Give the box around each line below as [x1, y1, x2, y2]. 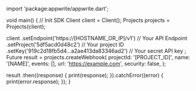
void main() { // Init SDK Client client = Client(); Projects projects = [6, 17, 170, 23]
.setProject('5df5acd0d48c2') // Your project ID [6, 41, 124, 48]
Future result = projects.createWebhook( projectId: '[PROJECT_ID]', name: [6, 54, 191, 60]
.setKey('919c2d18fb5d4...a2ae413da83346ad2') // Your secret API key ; [6, 47, 186, 54]
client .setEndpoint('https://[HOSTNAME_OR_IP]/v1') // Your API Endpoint [6, 35, 188, 41]
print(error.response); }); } [6, 78, 71, 85]
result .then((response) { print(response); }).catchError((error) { [6, 72, 164, 78]
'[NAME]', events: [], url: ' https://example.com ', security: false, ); [6, 60, 166, 67]
